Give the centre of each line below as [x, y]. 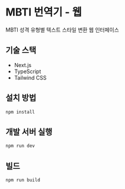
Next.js [23, 65]
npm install [20, 112]
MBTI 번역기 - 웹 [44, 12]
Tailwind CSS [30, 77]
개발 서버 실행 [29, 132]
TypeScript [28, 71]
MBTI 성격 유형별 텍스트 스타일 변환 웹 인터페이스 [62, 30]
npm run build [23, 180]
